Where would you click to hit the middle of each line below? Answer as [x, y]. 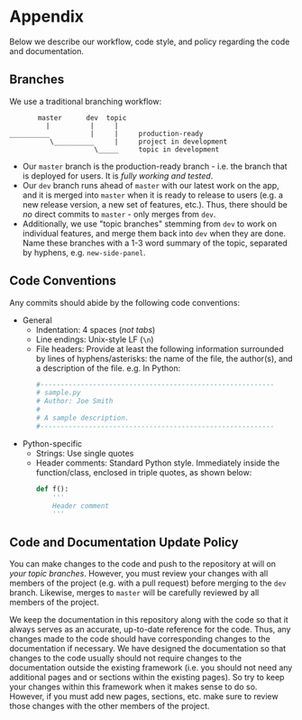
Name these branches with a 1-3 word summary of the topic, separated [155, 243]
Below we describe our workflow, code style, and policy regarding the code [150, 42]
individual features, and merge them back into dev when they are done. [154, 233]
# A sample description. [82, 418]
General [37, 320]
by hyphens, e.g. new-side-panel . [84, 252]
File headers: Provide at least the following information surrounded [160, 348]
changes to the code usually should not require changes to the [126, 658]
